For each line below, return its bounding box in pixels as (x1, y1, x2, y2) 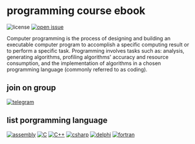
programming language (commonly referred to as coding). (6, 66, 147, 73)
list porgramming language (6, 115, 108, 125)
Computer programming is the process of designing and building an (6, 35, 171, 42)
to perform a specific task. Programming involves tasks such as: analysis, (6, 47, 184, 54)
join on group (6, 83, 56, 93)
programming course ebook (6, 4, 146, 18)
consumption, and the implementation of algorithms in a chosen (6, 60, 161, 67)
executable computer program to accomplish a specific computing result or (6, 41, 190, 48)
